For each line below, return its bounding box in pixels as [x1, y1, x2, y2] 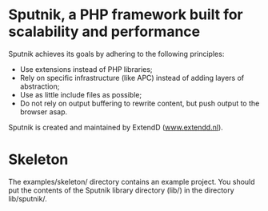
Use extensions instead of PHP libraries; [19, 64, 154, 74]
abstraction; [19, 82, 60, 91]
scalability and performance [8, 22, 201, 41]
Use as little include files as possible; [19, 90, 142, 99]
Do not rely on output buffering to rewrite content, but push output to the [19, 98, 260, 108]
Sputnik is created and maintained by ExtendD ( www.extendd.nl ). [8, 122, 224, 132]
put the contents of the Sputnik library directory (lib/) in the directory [8, 185, 234, 195]
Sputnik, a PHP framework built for [8, 6, 244, 24]
